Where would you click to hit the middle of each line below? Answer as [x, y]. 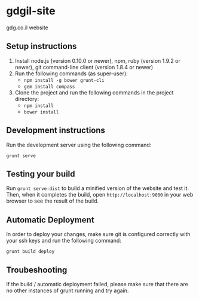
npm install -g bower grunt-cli [64, 80]
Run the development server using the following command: [79, 145]
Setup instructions [42, 46]
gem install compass [49, 87]
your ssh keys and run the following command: [64, 241]
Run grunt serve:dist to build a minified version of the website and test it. [98, 188]
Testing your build [41, 174]
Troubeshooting [37, 270]
